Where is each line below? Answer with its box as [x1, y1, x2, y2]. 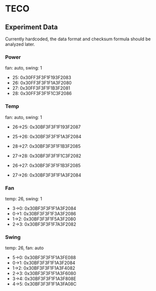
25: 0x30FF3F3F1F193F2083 [12, 75, 71, 81]
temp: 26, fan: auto [5, 245, 44, 251]
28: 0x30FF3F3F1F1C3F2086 [12, 91, 72, 97]
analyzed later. [5, 41, 35, 47]
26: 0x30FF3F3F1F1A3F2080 [12, 80, 72, 86]
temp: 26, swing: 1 [5, 195, 42, 201]
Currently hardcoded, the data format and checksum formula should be [5, 36, 151, 42]
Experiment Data [5, 23, 58, 31]
